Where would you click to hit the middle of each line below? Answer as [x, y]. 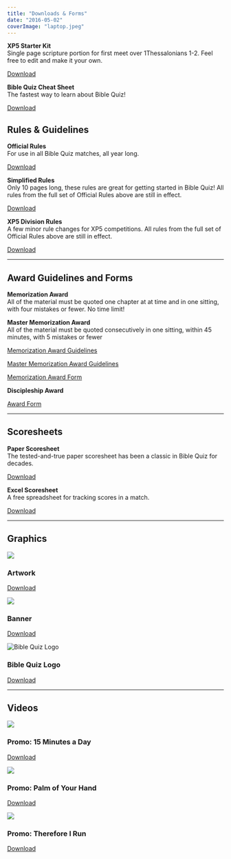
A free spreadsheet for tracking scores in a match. [78, 497]
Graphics [27, 539]
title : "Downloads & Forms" [47, 13]
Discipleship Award [35, 391]
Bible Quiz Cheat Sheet [41, 88]
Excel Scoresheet [33, 489]
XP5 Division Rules [35, 222]
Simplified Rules [31, 181]
